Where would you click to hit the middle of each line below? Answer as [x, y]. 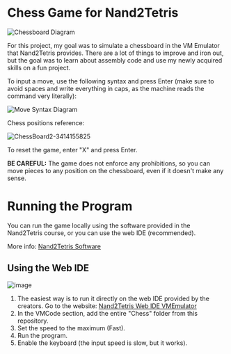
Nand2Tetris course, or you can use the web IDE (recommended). [102, 233]
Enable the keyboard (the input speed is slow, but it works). [102, 343]
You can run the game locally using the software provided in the [99, 225]
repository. [33, 321]
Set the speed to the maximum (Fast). [71, 328]
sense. [17, 178]
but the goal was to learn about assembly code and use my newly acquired [115, 60]
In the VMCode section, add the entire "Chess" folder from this [107, 313]
